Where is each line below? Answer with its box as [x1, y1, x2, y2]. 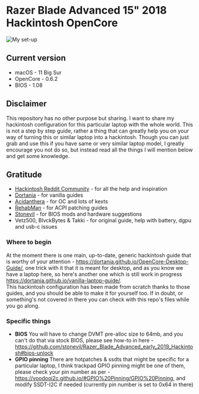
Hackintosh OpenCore [6, 16, 118, 30]
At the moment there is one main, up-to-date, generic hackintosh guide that [6, 251, 191, 259]
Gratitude [6, 169, 43, 179]
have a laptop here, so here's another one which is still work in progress [6, 270, 182, 278]
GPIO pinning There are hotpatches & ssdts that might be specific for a [14, 355, 189, 363]
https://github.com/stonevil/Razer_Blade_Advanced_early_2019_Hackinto [14, 343, 193, 350]
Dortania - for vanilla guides [14, 191, 83, 199]
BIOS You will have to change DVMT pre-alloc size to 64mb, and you [14, 330, 183, 338]
